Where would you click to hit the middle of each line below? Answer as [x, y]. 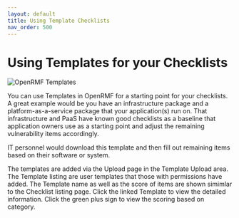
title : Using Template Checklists [59, 21]
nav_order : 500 [30, 27]
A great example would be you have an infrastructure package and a [108, 103]
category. [21, 207]
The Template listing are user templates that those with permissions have [115, 177]
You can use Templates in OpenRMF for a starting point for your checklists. [118, 96]
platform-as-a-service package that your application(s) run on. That [107, 111]
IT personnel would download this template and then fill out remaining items [119, 147]
